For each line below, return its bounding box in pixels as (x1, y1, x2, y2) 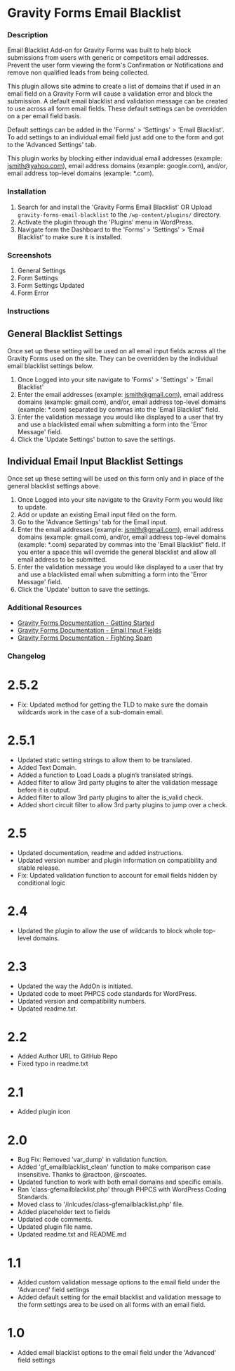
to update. (17, 503, 48, 511)
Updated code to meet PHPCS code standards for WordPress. (17, 989, 197, 997)
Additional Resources (7, 602, 82, 612)
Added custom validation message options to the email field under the (17, 1278, 220, 1287)
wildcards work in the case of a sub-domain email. (17, 707, 164, 716)
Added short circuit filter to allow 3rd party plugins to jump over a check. (17, 800, 228, 809)
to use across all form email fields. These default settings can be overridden (7, 104, 227, 113)
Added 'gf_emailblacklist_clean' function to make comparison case (17, 1163, 211, 1171)
